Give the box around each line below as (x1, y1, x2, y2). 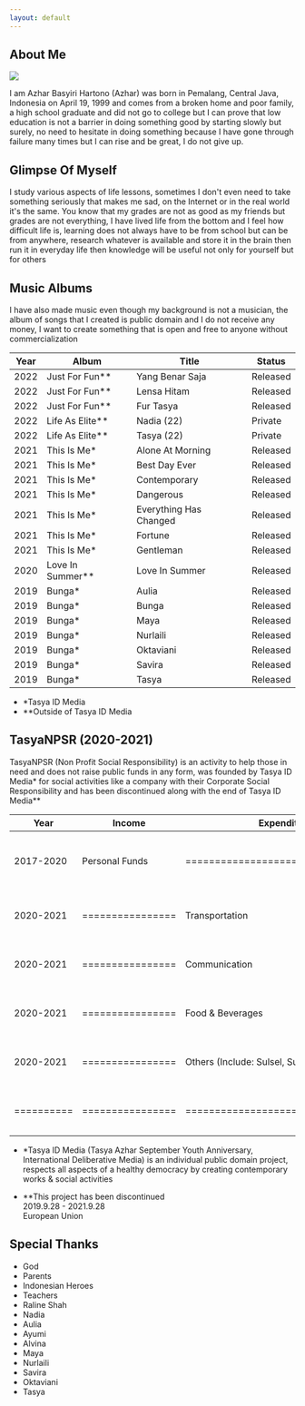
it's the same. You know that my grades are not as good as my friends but (9, 206, 286, 217)
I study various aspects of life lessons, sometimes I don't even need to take (9, 187, 291, 198)
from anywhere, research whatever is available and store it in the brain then (9, 235, 292, 246)
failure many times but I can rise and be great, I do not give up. (9, 136, 244, 147)
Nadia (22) (135, 415, 183, 428)
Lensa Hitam (135, 385, 191, 398)
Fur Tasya (135, 400, 179, 413)
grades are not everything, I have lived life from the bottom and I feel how (9, 215, 284, 227)
